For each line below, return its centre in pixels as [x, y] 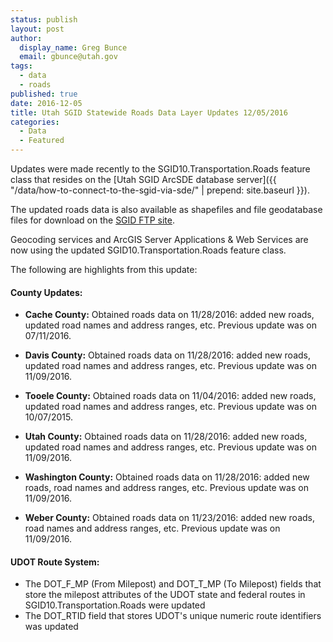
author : [26, 38]
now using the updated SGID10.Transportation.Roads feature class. [148, 250]
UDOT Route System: [55, 562]
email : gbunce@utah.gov [68, 57]
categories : [35, 122]
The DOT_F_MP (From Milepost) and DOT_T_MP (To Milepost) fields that [173, 584]
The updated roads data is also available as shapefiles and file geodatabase [166, 209]
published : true [44, 94]
